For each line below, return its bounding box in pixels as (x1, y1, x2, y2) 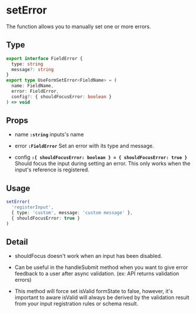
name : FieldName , (11, 83, 54, 89)
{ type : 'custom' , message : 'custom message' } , (11, 210, 133, 216)
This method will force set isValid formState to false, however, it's (14, 288, 173, 295)
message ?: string (11, 66, 54, 72)
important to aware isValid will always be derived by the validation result (14, 294, 190, 301)
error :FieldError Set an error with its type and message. (14, 142, 154, 150)
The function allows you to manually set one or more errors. (6, 23, 151, 30)
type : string (11, 61, 44, 67)
